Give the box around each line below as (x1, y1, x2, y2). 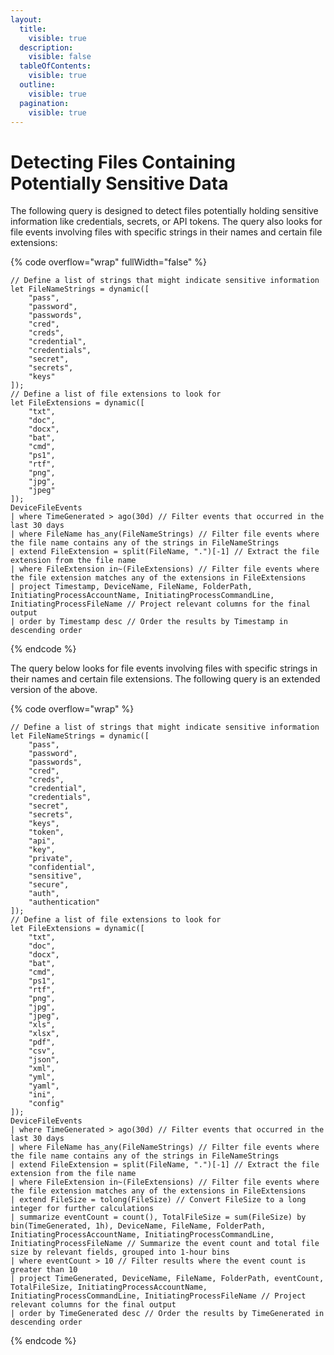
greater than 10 (10, 1265, 78, 1275)
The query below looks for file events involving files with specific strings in (10, 662, 318, 675)
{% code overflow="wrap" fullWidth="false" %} (10, 256, 208, 268)
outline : (19, 80, 56, 90)
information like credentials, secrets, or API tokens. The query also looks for (10, 216, 323, 228)
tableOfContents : (19, 61, 92, 71)
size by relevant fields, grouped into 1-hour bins (10, 1247, 230, 1258)
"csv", (28, 1046, 56, 1056)
